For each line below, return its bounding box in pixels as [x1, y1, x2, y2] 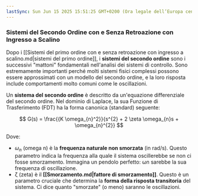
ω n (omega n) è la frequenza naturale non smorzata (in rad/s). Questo [14, 144, 187, 153]
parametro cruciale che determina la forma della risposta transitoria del [14, 177, 191, 184]
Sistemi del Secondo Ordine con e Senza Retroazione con [6, 28, 174, 36]
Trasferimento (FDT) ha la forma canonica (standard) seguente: [6, 104, 160, 111]
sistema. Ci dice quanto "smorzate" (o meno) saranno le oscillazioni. [14, 183, 181, 190]
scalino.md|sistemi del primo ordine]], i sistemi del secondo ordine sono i [6, 55, 186, 62]
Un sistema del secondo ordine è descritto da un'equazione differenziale [6, 91, 184, 98]
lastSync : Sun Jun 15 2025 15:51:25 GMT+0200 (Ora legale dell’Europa [6, 8, 183, 15]
